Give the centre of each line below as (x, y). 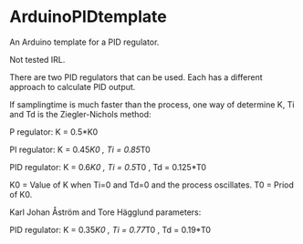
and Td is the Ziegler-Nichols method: (81, 114)
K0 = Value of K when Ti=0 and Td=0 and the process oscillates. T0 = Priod (152, 185)
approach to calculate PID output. (73, 86)
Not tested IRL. (37, 59)
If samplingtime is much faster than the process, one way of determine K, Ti (152, 104)
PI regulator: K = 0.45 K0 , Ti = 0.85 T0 (80, 149)
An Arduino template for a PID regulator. (84, 42)
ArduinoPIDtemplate (88, 17)
